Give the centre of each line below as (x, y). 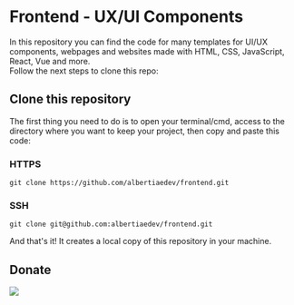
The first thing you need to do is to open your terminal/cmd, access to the (147, 121)
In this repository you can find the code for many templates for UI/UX (138, 42)
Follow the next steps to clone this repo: (84, 71)
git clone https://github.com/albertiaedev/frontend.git (119, 183)
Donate (30, 270)
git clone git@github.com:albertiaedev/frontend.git (111, 224)
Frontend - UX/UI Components (126, 17)
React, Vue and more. (50, 61)
